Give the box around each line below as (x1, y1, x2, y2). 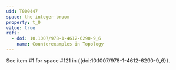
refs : (6, 30, 19, 36)
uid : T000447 (6, 8, 38, 15)
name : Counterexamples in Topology (16, 41, 104, 47)
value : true (6, 24, 35, 31)
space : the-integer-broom (6, 14, 69, 20)
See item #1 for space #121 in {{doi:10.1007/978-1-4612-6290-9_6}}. (6, 57, 171, 64)
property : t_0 (6, 19, 41, 25)
